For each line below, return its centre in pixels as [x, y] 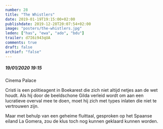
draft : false [19, 47]
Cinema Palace [21, 80]
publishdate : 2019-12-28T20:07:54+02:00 [48, 24]
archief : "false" [23, 52]
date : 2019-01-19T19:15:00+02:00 [40, 19]
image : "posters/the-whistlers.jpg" [44, 29]
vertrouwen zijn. [22, 106]
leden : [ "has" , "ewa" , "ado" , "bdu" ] [45, 33]
